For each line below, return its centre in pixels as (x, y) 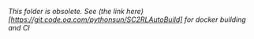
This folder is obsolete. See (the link (66, 11)
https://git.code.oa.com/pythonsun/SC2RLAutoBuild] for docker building (128, 19)
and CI (19, 28)
